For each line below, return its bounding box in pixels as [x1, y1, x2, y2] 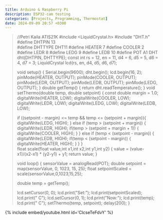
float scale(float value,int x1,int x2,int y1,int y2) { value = [17, 146, 129, 152]
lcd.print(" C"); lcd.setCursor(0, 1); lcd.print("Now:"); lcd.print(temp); [17, 195, 155, 201]
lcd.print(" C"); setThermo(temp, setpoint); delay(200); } [17, 200, 130, 206]
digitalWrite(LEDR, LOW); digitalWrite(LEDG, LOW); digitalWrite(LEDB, [17, 100, 157, 106]
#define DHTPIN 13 [17, 39, 56, 45]
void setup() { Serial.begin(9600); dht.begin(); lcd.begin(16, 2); [17, 69, 143, 75]
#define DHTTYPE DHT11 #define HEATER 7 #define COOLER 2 [17, 44, 145, 50]
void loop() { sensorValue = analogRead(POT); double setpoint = [17, 161, 146, 166]
